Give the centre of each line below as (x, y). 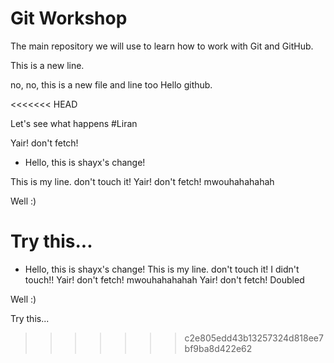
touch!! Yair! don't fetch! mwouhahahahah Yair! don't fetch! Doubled (164, 279)
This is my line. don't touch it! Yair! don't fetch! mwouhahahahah (142, 181)
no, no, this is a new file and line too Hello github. (111, 84)
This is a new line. (47, 65)
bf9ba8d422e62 (218, 348)
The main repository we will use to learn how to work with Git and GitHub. (162, 46)
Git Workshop (69, 18)
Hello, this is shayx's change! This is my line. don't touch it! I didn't (162, 269)
